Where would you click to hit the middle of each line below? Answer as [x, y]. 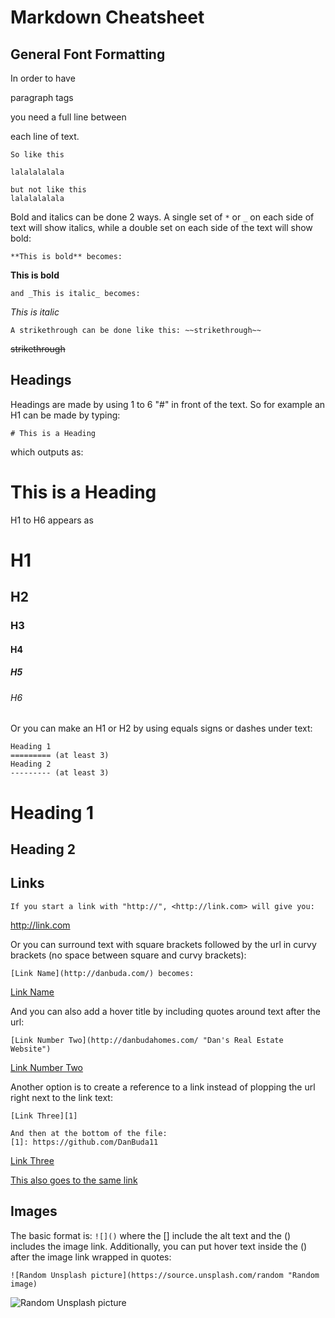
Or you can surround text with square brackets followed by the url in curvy [163, 944]
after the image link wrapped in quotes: [91, 1257]
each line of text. [45, 136]
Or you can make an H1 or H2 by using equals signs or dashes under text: [161, 728]
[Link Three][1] [44, 1116]
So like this [37, 155]
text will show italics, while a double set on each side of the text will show [161, 227]
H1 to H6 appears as [52, 520]
